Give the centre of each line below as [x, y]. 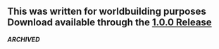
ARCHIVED [24, 39]
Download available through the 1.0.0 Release [110, 23]
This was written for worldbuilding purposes [107, 12]
